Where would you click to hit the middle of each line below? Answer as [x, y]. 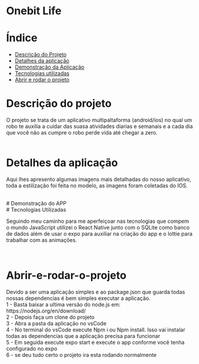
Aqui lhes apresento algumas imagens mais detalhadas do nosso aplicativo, [99, 179]
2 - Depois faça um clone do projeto [50, 317]
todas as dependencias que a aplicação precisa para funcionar [83, 336]
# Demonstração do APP [36, 203]
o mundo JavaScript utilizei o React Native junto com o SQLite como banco [98, 227]
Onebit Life [34, 11]
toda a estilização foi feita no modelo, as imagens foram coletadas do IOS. [97, 186]
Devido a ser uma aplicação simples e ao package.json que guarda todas [96, 292]
